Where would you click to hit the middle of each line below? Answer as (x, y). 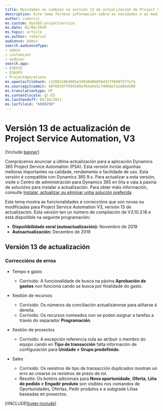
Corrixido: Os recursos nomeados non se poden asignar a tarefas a (87, 315)
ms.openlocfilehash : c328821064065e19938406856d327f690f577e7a (70, 82)
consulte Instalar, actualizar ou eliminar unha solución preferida (68, 192)
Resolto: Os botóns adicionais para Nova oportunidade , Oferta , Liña (88, 378)
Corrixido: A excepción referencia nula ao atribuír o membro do (82, 339)
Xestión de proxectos (33, 329)
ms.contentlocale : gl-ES (30, 95)
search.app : (17, 64)
